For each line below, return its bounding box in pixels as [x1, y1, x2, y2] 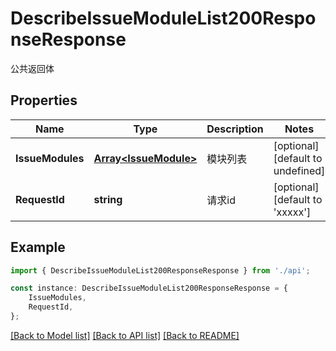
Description [206, 122, 264, 136]
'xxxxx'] [273, 205, 312, 219]
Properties [10, 92, 78, 109]
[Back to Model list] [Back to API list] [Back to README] [10, 329, 240, 341]
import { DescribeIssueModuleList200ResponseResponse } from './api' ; [10, 265, 311, 276]
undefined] [273, 163, 326, 177]
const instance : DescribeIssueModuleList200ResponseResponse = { [10, 283, 288, 294]
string [93, 192, 123, 206]
